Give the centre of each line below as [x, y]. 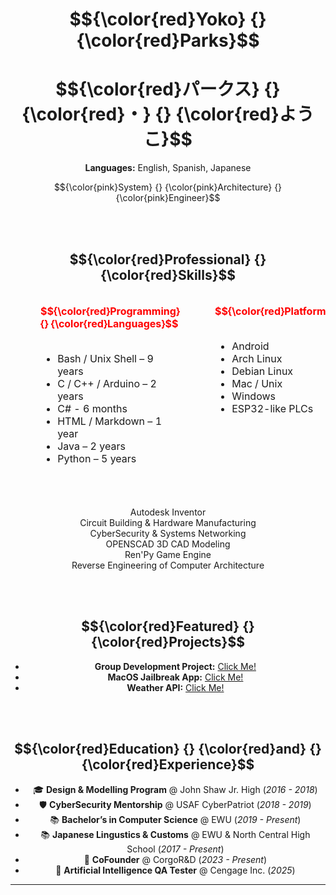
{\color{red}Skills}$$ [168, 274]
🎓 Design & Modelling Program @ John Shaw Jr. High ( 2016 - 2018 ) [175, 789]
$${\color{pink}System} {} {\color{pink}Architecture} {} [168, 187]
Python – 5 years [97, 458]
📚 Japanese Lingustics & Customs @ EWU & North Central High [175, 834]
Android [250, 346]
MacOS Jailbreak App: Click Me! [175, 677]
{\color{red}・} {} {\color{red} [150, 114]
